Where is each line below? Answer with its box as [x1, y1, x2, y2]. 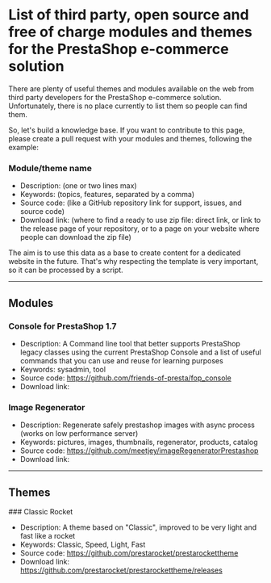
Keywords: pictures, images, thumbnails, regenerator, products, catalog [19, 438, 258, 447]
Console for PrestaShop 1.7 [8, 321, 117, 332]
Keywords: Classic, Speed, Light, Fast [19, 539, 146, 550]
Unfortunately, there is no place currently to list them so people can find [8, 101, 248, 111]
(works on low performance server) [19, 429, 139, 438]
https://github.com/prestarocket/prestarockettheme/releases [19, 565, 223, 575]
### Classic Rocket [8, 507, 73, 517]
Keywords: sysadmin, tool [19, 364, 106, 374]
